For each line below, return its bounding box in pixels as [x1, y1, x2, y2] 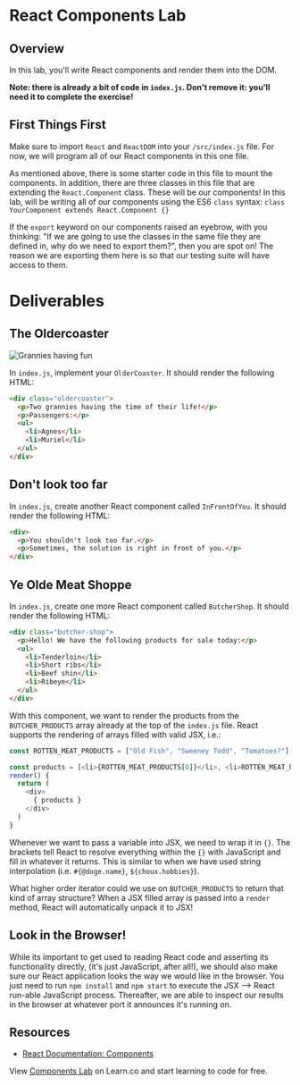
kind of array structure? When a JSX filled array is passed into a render [9, 892, 271, 903]
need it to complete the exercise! [9, 91, 134, 102]
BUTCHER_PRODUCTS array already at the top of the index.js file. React [9, 719, 259, 730]
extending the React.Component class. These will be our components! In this [9, 187, 286, 198]
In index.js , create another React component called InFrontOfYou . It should [9, 500, 287, 511]
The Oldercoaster [9, 326, 110, 341]
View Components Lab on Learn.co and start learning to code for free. [9, 1065, 268, 1077]
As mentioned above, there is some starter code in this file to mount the [9, 167, 273, 179]
